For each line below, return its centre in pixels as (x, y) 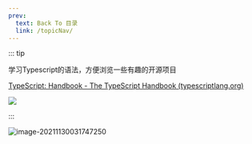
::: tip (17, 54)
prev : (17, 16)
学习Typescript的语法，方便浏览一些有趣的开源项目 (93, 70)
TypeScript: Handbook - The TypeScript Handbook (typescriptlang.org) (126, 86)
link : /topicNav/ (44, 30)
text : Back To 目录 (47, 23)
